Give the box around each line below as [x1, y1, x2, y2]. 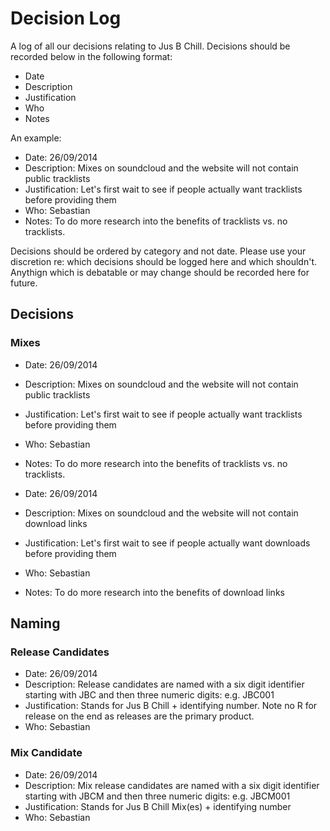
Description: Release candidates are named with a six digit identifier [24, 678, 305, 691]
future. [10, 277, 38, 289]
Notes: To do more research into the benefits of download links [24, 586, 285, 598]
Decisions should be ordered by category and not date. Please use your [10, 245, 307, 257]
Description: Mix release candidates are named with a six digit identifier [24, 779, 320, 791]
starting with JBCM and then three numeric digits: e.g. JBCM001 [24, 790, 291, 802]
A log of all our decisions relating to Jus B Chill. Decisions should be [10, 40, 291, 52]
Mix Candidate [10, 746, 83, 760]
